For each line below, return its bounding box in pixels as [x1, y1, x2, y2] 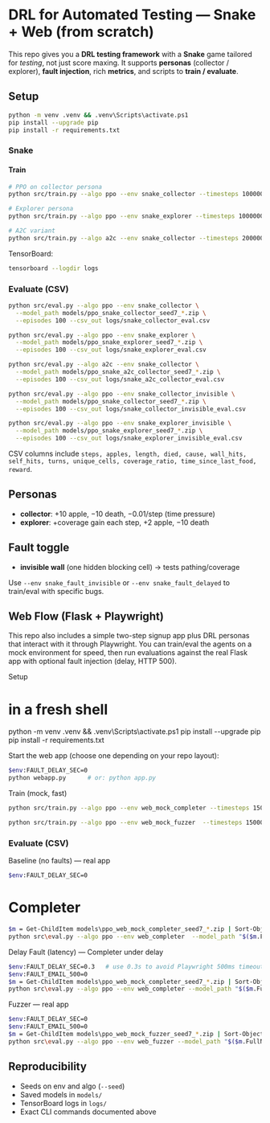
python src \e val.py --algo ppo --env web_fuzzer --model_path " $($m [8, 1037, 243, 1046]
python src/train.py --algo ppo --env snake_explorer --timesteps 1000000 [8, 212, 264, 220]
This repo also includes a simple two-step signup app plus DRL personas [8, 631, 250, 641]
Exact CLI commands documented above [19, 1107, 157, 1117]
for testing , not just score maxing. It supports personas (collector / [8, 58, 230, 68]
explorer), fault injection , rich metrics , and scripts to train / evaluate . [8, 66, 239, 76]
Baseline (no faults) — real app [8, 856, 111, 866]
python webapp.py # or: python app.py [8, 774, 157, 782]
